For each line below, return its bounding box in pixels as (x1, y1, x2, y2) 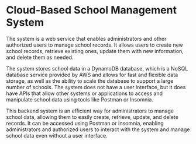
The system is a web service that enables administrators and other (6, 35, 167, 42)
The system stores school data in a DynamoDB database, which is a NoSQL (6, 65, 188, 72)
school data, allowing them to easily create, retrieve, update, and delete (6, 113, 178, 120)
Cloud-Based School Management (6, 3, 177, 17)
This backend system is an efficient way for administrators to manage (6, 107, 174, 114)
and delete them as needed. (6, 54, 74, 61)
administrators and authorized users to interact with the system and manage (6, 126, 190, 133)
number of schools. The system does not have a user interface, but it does (6, 83, 186, 90)
